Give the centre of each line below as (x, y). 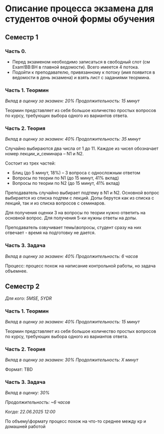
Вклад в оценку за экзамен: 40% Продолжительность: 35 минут (73, 139)
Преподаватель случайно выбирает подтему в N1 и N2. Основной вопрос (82, 193)
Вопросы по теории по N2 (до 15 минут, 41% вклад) (66, 183)
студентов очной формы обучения (80, 19)
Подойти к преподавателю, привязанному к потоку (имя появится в (83, 72)
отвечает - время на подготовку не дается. (50, 233)
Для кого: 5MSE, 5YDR (29, 298)
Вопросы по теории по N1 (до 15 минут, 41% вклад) (65, 178)
